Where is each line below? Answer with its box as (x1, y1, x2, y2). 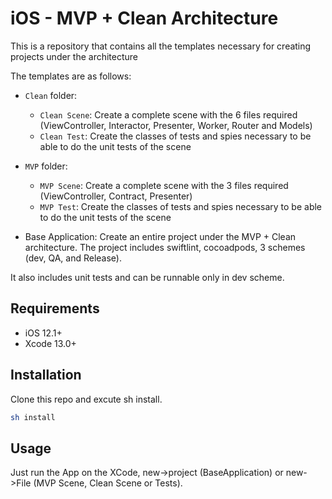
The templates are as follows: (10, 70, 132, 82)
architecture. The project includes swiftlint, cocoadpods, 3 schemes (24, 241, 306, 253)
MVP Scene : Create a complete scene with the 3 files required (39, 179, 289, 191)
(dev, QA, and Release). (24, 252, 122, 264)
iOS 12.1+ (24, 327, 63, 339)
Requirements (10, 300, 100, 317)
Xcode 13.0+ (24, 337, 77, 349)
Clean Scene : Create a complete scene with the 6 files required (39, 108, 298, 121)
